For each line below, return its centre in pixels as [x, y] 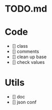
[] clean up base [29, 57]
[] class [20, 46]
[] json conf [24, 102]
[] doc [18, 97]
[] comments [25, 52]
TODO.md [26, 9]
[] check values [28, 62]
